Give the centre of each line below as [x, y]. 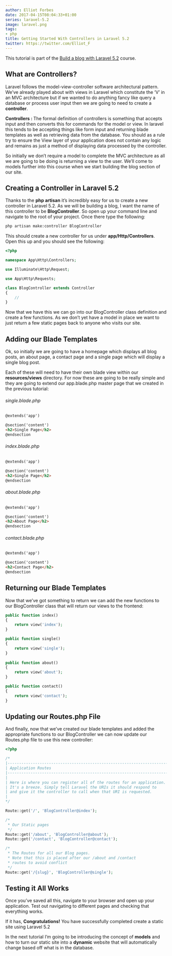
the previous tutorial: [27, 389]
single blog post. [23, 362]
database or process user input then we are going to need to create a [79, 103]
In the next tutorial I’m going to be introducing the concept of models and [83, 937]
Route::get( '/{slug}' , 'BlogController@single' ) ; [59, 872]
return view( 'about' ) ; [39, 672]
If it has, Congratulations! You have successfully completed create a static [84, 922]
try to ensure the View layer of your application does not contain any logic [83, 140]
